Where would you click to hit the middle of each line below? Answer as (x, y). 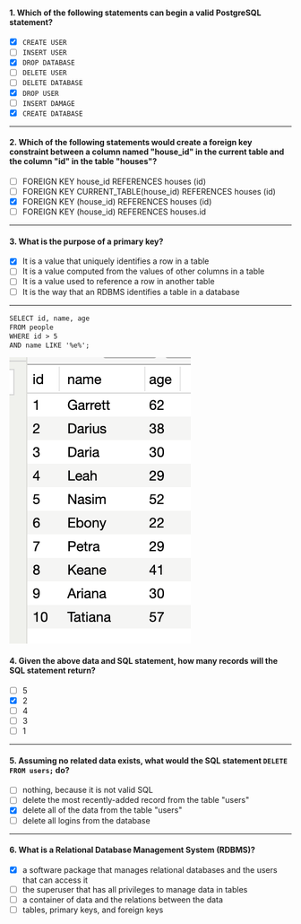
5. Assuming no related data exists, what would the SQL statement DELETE (149, 760)
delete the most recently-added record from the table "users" (136, 800)
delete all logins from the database (86, 820)
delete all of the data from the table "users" (102, 810)
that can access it (55, 880)
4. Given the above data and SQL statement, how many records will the (143, 661)
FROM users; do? (39, 770)
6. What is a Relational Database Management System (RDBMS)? (132, 850)
